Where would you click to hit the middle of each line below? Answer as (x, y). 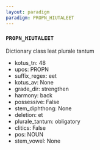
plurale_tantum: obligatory (47, 121)
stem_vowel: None (37, 141)
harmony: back (34, 95)
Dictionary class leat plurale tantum (50, 51)
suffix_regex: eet (36, 76)
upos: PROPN (32, 69)
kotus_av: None (34, 82)
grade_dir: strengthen (42, 89)
